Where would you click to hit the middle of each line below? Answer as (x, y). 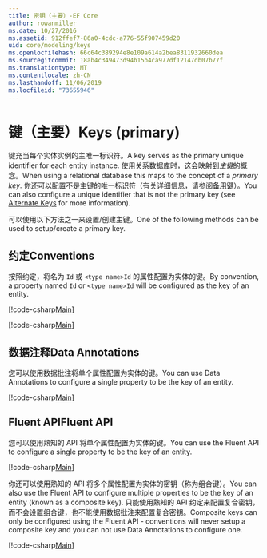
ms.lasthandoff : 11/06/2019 (55, 82)
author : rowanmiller (43, 23)
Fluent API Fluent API (61, 422)
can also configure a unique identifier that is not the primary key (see (122, 195)
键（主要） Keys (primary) (94, 132)
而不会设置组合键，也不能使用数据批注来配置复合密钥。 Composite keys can (133, 512)
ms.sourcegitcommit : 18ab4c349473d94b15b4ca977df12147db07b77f (116, 61)
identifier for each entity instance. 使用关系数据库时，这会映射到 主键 (121, 165)
